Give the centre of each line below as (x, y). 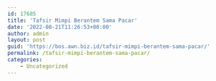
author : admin (28, 33)
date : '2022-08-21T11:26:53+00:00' (60, 27)
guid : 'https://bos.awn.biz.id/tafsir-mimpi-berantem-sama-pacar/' (109, 46)
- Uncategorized (44, 66)
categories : (25, 60)
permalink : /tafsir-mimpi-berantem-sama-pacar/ (79, 54)
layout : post (27, 40)
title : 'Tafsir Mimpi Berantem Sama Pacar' (73, 20)
